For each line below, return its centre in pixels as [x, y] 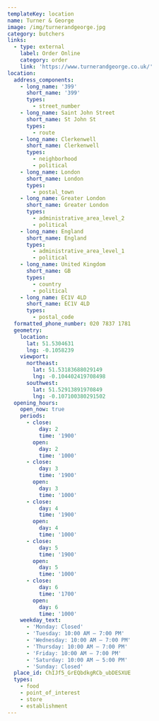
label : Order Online [50, 54]
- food [30, 686]
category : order [44, 60]
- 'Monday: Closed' [54, 627]
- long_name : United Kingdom [63, 264]
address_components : [44, 80]
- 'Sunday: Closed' [54, 666]
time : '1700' [58, 594]
